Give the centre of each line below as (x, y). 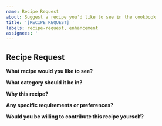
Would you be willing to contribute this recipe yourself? (75, 116)
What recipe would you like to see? (50, 71)
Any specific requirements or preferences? (60, 105)
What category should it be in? (44, 82)
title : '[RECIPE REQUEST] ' (41, 22)
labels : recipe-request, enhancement (52, 28)
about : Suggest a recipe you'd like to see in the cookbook (81, 17)
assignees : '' (23, 33)
